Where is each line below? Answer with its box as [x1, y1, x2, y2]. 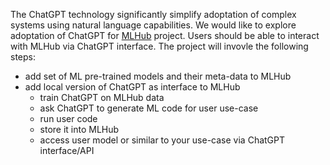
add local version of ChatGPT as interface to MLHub [24, 81, 241, 93]
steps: [10, 51, 36, 63]
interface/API [39, 145, 95, 156]
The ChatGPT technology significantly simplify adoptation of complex [10, 9, 297, 20]
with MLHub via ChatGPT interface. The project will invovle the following [10, 40, 309, 52]
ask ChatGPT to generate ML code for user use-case [39, 102, 259, 114]
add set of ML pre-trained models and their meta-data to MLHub [24, 70, 292, 82]
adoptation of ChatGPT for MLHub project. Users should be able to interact [10, 30, 320, 41]
